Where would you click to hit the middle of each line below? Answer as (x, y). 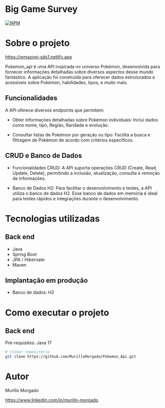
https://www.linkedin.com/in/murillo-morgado (52, 400)
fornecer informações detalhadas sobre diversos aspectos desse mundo (79, 72)
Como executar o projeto (57, 313)
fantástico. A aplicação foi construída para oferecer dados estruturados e (80, 77)
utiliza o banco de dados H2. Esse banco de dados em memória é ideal (85, 193)
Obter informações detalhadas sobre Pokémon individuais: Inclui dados (85, 120)
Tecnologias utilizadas (53, 218)
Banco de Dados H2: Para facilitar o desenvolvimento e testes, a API (82, 188)
